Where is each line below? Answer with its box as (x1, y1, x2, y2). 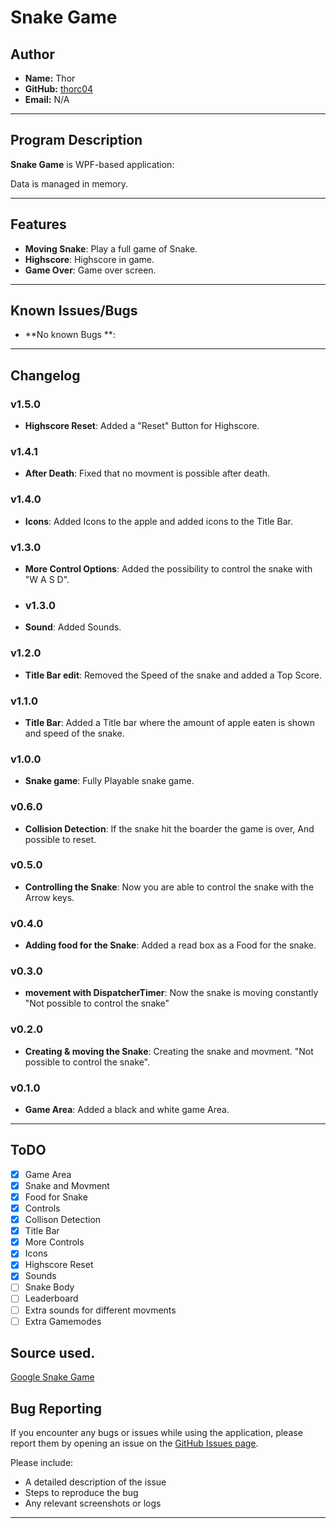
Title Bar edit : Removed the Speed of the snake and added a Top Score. (24, 669, 323, 681)
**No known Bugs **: (24, 329, 116, 341)
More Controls (24, 1236, 85, 1248)
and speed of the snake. (24, 727, 125, 739)
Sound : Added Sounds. (24, 621, 122, 633)
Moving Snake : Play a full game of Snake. (24, 242, 198, 255)
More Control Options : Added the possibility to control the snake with (24, 563, 313, 575)
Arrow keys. (24, 891, 75, 903)
